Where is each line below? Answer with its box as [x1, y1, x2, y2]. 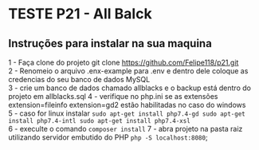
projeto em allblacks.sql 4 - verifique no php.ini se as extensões [8, 92, 218, 101]
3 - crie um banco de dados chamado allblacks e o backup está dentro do [8, 83, 251, 93]
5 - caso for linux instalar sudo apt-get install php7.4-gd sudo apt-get [8, 109, 245, 118]
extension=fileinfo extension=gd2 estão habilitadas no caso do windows [8, 101, 246, 109]
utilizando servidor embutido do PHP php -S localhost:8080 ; [8, 132, 209, 142]
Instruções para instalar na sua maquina [8, 37, 213, 50]
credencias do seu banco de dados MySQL [8, 75, 151, 84]
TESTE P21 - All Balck [8, 5, 153, 23]
